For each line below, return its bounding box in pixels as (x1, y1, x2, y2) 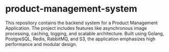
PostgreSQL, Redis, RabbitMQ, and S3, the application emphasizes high (5, 36, 156, 42)
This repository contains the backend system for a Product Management (5, 20, 158, 26)
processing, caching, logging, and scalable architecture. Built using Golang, (5, 30, 164, 36)
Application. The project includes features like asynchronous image (5, 25, 147, 31)
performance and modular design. (5, 41, 78, 47)
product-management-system (5, 3, 137, 15)
